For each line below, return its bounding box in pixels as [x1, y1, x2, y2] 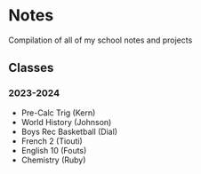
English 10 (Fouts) [20, 145, 87, 155]
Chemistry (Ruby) [20, 154, 86, 165]
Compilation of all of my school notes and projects [8, 35, 193, 45]
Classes [8, 60, 54, 75]
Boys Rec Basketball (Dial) [20, 126, 117, 137]
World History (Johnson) [20, 116, 112, 127]
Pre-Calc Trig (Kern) [20, 107, 96, 118]
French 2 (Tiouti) [20, 135, 84, 146]
